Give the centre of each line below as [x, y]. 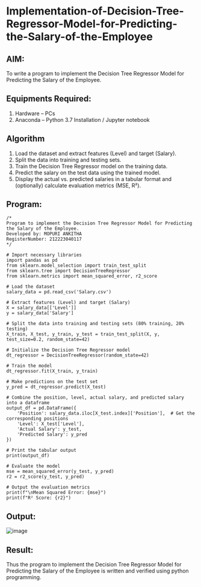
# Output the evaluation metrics [48, 487]
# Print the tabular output [42, 451]
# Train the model [29, 366]
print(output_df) [28, 456]
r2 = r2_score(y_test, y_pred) [45, 477]
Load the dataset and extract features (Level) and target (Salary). [95, 153]
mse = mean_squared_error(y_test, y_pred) [60, 472]
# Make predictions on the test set [52, 382]
